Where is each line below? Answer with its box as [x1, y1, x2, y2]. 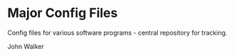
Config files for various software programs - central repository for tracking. [7, 28, 228, 37]
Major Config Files [7, 5, 118, 21]
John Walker [7, 42, 45, 50]
